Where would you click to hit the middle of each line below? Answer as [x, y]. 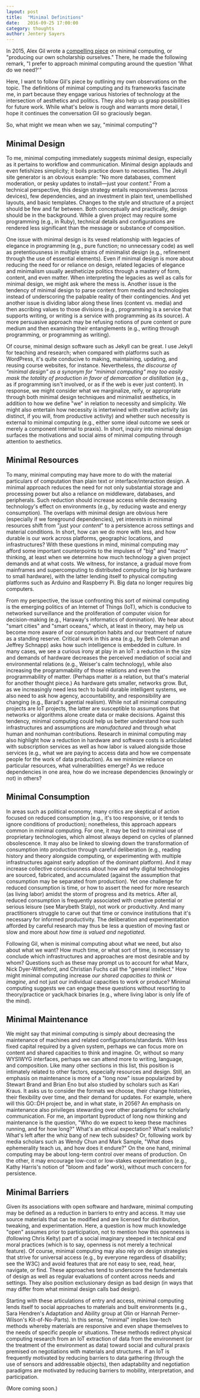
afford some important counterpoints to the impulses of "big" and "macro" [97, 551]
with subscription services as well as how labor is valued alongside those [96, 746]
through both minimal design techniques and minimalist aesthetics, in [91, 397]
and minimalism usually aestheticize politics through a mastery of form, [93, 271]
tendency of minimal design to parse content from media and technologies [98, 290]
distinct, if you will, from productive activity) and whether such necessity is [98, 416]
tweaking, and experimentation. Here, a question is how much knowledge [96, 1226]
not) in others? [24, 778]
